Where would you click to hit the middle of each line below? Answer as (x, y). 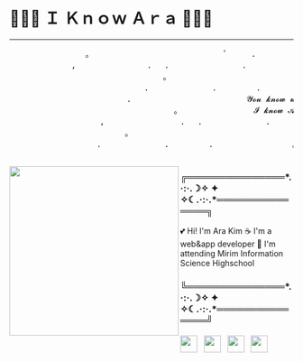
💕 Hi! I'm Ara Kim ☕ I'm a (226, 231)
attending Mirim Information (232, 254)
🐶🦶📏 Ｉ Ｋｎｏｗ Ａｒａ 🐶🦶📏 (111, 19)
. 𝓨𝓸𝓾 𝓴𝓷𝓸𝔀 (206, 99)
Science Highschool (217, 264)
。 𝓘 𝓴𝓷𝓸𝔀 (229, 110)
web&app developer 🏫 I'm (228, 244)
